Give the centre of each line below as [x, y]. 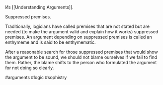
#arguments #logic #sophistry [36, 77]
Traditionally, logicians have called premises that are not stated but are [78, 26]
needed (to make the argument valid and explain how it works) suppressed [82, 32]
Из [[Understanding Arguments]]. [39, 7]
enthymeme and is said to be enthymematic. [50, 42]
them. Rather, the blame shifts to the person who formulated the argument [81, 62]
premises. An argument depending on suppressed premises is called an [79, 37]
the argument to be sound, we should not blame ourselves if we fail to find [81, 57]
